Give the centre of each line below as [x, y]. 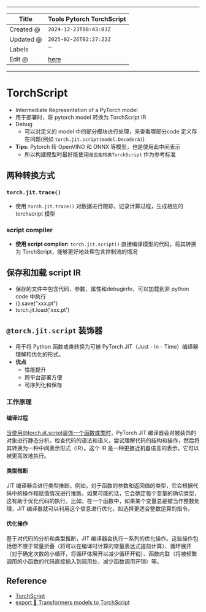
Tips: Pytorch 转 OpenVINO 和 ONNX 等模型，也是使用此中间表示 [98, 146]
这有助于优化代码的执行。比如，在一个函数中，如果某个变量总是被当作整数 [100, 501]
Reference [27, 581]
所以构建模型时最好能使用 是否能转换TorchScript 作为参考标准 [100, 154]
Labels [19, 49]
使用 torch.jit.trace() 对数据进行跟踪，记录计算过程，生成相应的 [99, 206]
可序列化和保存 [43, 385]
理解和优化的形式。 [40, 354]
